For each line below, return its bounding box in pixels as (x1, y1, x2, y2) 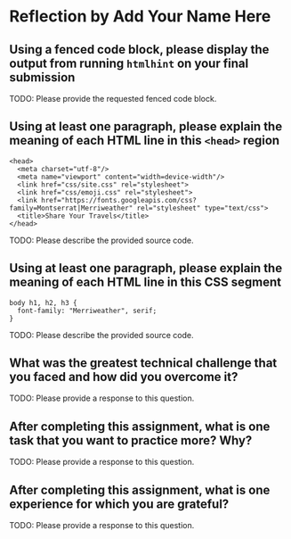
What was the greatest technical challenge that (9, 355, 278, 371)
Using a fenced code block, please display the (9, 42, 270, 57)
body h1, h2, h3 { (9, 298, 77, 307)
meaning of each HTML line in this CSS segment (9, 275, 282, 290)
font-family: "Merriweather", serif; (17, 306, 158, 315)
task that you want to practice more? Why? (9, 433, 253, 448)
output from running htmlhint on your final (9, 55, 249, 70)
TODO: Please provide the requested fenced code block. (9, 94, 217, 104)
